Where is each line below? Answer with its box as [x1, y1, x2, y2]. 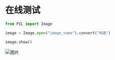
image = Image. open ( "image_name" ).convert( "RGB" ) [5, 30, 111, 35]
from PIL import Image [5, 21, 52, 26]
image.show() [5, 39, 32, 44]
